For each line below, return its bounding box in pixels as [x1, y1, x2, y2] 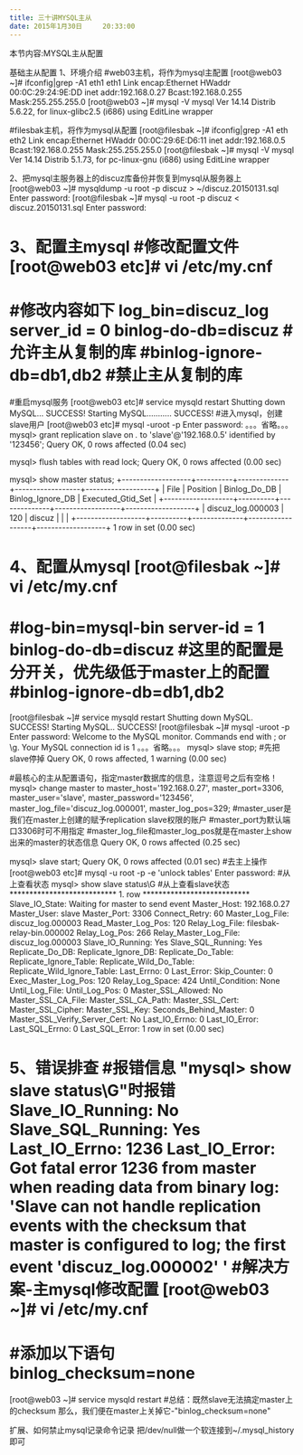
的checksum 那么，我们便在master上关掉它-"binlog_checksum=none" [9, 1405, 271, 1416]
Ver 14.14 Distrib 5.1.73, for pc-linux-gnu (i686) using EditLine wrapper [9, 154, 270, 165]
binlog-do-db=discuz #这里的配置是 [9, 639, 284, 660]
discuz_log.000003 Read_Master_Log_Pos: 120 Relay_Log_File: [9, 917, 246, 928]
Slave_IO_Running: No [9, 1100, 179, 1120]
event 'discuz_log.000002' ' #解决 [9, 1256, 274, 1277]
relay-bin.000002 [9, 927, 75, 938]
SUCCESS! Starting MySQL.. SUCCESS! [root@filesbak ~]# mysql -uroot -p [9, 721, 290, 732]
